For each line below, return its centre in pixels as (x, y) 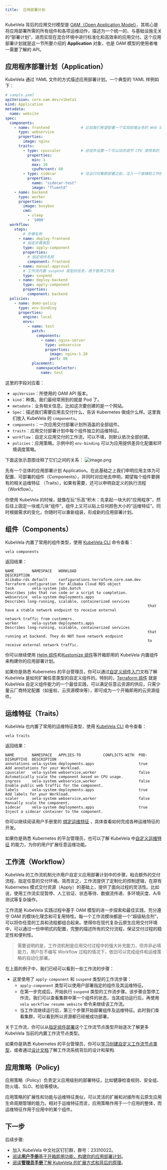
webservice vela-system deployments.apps (50, 597)
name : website (24, 113)
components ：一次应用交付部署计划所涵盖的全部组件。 (67, 424)
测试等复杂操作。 (23, 900)
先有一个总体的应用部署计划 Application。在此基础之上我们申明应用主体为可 (83, 470)
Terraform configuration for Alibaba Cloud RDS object (63, 584)
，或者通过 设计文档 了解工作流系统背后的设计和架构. (63, 1050)
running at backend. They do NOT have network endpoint (64, 636)
